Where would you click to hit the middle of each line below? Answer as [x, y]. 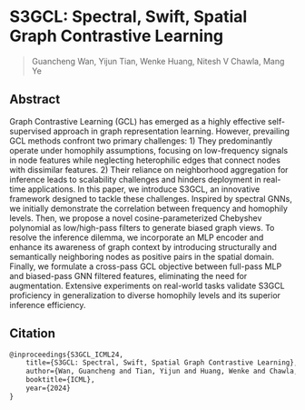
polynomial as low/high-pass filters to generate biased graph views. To [142, 227]
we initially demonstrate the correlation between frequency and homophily [149, 208]
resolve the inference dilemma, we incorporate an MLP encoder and [137, 237]
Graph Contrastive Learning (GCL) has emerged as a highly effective [138, 121]
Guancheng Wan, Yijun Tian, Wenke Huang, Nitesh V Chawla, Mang [158, 61]
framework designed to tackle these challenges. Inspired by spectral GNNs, [151, 198]
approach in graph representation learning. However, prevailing [172, 131]
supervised [30, 131]
